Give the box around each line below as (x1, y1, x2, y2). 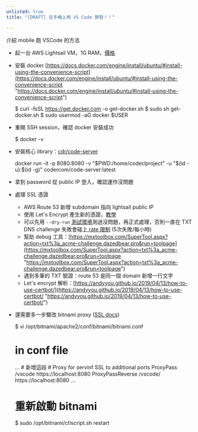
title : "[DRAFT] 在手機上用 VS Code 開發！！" (6, 14, 116, 20)
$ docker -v (14, 135, 44, 142)
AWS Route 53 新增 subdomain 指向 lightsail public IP (23, 203, 154, 211)
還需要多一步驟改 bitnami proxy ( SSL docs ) (14, 311, 120, 318)
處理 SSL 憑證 (14, 190, 49, 198)
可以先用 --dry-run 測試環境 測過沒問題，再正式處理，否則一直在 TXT (23, 218, 192, 225)
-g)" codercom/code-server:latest (32, 166, 116, 173)
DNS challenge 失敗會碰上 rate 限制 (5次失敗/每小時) (23, 225, 152, 233)
